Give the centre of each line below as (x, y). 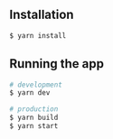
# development (36, 85)
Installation (42, 15)
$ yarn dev (30, 93)
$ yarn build (34, 118)
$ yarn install (38, 35)
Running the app (56, 64)
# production (34, 109)
